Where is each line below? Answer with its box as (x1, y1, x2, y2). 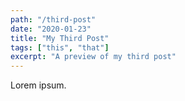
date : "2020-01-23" (10, 24, 92, 34)
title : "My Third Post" (10, 33, 110, 43)
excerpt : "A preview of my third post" (10, 52, 177, 62)
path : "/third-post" (10, 14, 97, 25)
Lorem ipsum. (10, 79, 67, 91)
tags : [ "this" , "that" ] (10, 42, 110, 53)
